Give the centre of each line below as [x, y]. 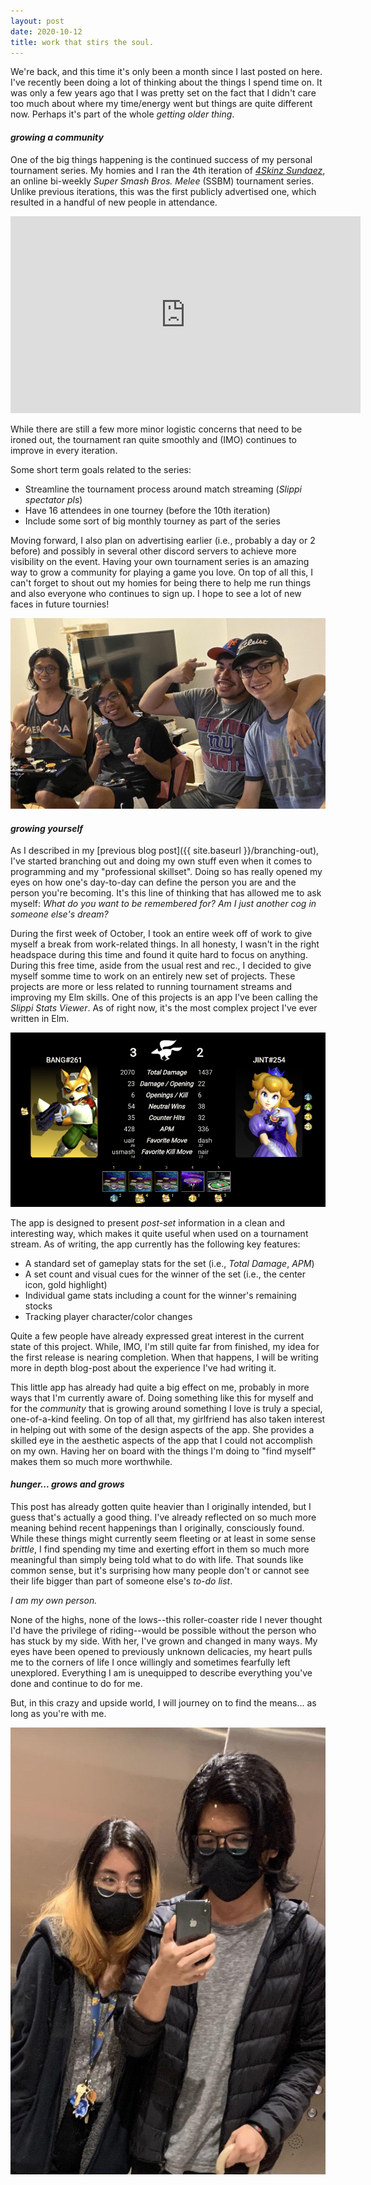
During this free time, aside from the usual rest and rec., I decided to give [161, 966]
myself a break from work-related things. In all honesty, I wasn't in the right [165, 944]
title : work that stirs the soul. [82, 42]
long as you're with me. [58, 1713]
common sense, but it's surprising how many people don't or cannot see [160, 1570]
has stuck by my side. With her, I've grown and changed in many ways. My [164, 1641]
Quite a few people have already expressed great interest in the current [157, 1336]
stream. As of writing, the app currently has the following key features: [155, 1244]
